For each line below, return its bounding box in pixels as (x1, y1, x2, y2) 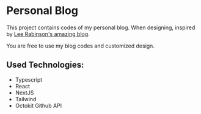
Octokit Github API (15, 102, 62, 109)
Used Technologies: (6, 60, 84, 70)
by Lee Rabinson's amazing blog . (6, 30, 90, 37)
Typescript (15, 76, 43, 83)
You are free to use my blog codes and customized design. (6, 42, 155, 49)
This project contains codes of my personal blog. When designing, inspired (6, 24, 196, 31)
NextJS (15, 89, 34, 96)
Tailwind (15, 95, 37, 102)
